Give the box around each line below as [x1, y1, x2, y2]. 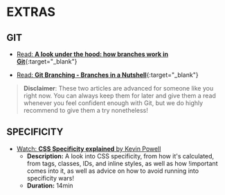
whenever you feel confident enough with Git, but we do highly [23, 99, 204, 107]
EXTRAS [6, 4, 56, 20]
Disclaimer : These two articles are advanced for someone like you [23, 84, 214, 92]
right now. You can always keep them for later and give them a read [23, 91, 216, 100]
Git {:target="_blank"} [16, 57, 78, 66]
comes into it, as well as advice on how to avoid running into [26, 167, 199, 175]
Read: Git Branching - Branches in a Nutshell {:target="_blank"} [16, 71, 199, 79]
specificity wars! [26, 174, 74, 182]
